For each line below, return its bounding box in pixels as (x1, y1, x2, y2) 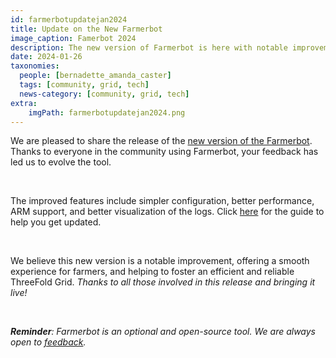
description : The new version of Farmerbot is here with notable (10, 42, 288, 53)
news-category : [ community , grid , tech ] (19, 89, 190, 99)
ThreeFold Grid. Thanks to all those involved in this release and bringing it (10, 276, 316, 288)
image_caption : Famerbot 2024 (10, 33, 137, 43)
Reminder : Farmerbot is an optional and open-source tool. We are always (10, 326, 317, 338)
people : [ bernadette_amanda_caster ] (19, 71, 172, 81)
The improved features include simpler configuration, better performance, (10, 195, 315, 207)
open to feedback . (10, 336, 87, 348)
